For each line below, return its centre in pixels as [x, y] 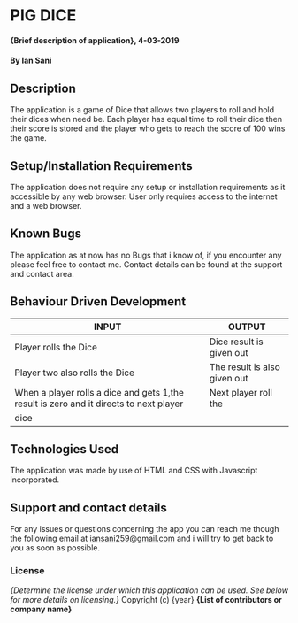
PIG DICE [43, 15]
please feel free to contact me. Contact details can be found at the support [146, 264]
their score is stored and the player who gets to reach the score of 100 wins [148, 128]
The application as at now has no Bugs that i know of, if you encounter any [146, 255]
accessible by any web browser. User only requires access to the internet [144, 196]
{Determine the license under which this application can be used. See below [149, 590]
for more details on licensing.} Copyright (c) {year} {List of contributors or [146, 599]
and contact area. [42, 273]
